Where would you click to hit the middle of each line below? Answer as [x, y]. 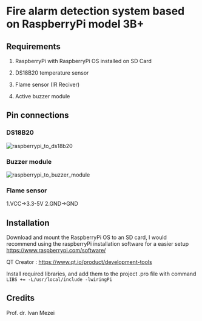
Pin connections [38, 116]
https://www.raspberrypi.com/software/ [56, 251]
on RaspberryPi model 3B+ [75, 24]
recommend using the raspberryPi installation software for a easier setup [98, 244]
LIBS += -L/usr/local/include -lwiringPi [59, 280]
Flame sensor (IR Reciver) [47, 84]
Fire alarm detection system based [96, 11]
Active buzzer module [42, 96]
